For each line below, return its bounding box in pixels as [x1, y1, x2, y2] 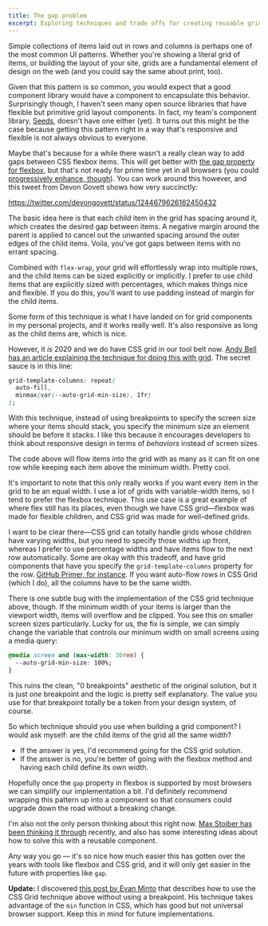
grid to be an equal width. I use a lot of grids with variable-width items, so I [8, 487, 254, 495]
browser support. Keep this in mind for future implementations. [8, 908, 215, 918]
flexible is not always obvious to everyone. [8, 132, 148, 142]
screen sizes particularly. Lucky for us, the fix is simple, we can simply [8, 619, 240, 628]
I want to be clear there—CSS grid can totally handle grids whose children [8, 527, 251, 537]
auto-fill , [15, 384, 52, 392]
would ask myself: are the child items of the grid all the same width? [8, 730, 231, 739]
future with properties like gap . [8, 868, 108, 877]
